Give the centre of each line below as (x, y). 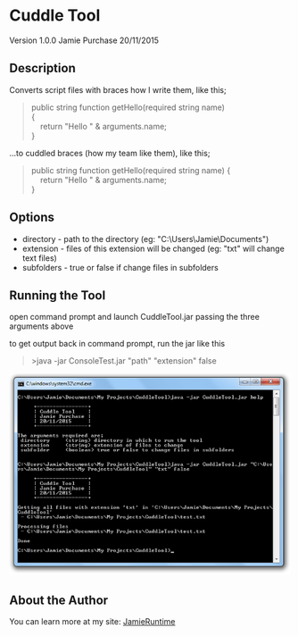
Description (42, 68)
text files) (40, 258)
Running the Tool (58, 295)
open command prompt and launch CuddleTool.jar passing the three (135, 317)
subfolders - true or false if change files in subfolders (120, 267)
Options (32, 218)
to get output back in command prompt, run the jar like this (117, 344)
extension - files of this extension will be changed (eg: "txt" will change (153, 248)
